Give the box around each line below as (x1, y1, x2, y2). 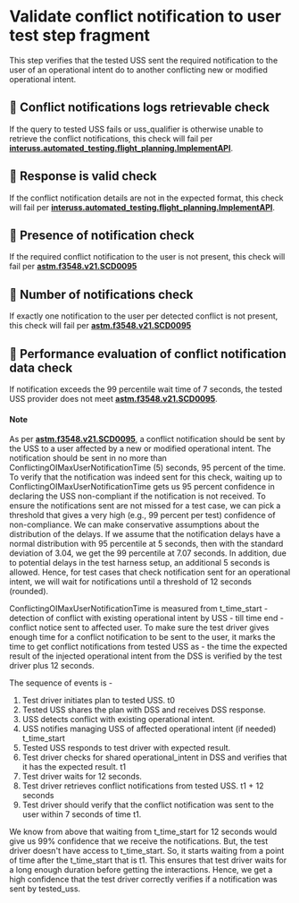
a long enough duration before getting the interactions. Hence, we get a (9, 865, 273, 875)
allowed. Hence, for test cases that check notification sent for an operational (9, 567, 291, 578)
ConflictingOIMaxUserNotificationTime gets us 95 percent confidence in (9, 481, 275, 492)
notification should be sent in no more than (9, 453, 168, 464)
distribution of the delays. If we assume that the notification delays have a (9, 529, 281, 540)
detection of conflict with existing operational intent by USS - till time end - (9, 613, 284, 624)
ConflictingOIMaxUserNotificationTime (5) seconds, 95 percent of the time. (9, 463, 286, 473)
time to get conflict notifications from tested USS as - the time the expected (9, 642, 288, 652)
